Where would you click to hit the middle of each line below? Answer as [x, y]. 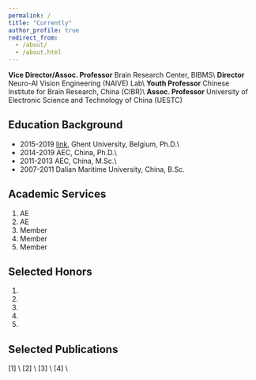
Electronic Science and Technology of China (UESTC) [96, 100]
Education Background [66, 125]
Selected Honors [50, 272]
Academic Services [57, 194]
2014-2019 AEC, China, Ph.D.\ [68, 152]
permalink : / [30, 15]
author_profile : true [44, 30]
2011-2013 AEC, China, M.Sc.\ [68, 161]
